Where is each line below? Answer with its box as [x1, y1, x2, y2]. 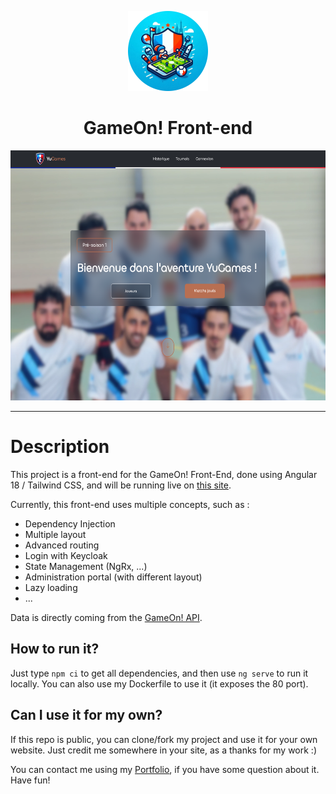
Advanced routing [24, 539, 100, 551]
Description [10, 436, 110, 458]
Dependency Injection [24, 517, 116, 530]
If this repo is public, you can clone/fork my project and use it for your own [10, 733, 318, 745]
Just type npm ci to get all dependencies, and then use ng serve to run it [10, 667, 309, 679]
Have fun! [10, 774, 51, 786]
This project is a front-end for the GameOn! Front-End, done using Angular [10, 468, 318, 480]
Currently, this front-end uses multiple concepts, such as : [10, 498, 250, 510]
